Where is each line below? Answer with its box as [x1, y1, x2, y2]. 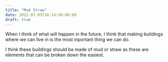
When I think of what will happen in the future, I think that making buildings [5, 31, 163, 37]
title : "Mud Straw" [5, 7, 47, 13]
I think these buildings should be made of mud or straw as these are [5, 47, 149, 53]
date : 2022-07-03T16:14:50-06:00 [5, 12, 77, 17]
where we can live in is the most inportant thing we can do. [5, 36, 130, 43]
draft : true [5, 17, 31, 22]
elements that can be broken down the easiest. [5, 52, 104, 58]
